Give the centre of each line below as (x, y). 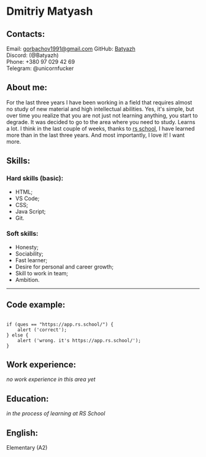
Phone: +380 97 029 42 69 (41, 62)
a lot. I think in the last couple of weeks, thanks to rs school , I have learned (101, 128)
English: (22, 433)
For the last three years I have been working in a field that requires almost (99, 102)
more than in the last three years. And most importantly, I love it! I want (96, 135)
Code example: (36, 305)
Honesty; (27, 247)
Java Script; (30, 211)
